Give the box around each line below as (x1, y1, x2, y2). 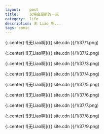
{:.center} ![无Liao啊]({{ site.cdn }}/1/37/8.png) (5, 113, 100, 119)
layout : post (5, 7, 38, 12)
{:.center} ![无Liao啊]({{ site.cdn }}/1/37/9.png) (5, 124, 100, 130)
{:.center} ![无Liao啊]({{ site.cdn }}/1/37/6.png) (5, 92, 100, 98)
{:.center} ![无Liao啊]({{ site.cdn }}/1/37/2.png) (5, 50, 100, 56)
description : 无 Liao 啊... (5, 21, 62, 26)
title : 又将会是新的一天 (5, 12, 59, 17)
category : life (5, 16, 38, 21)
